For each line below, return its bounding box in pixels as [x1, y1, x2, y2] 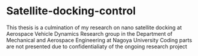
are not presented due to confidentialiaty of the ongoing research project [6, 43, 188, 50]
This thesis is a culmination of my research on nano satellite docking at [6, 24, 182, 31]
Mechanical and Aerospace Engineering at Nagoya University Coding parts [6, 36, 193, 43]
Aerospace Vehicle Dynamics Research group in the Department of [6, 30, 173, 37]
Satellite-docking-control [6, 4, 136, 18]
